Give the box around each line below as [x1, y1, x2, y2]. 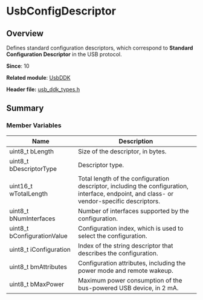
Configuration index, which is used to [78, 224, 184, 232]
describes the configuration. [78, 249, 158, 257]
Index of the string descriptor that [78, 241, 173, 250]
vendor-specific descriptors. [78, 197, 161, 205]
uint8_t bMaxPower [9, 279, 65, 288]
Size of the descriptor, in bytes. [78, 147, 167, 155]
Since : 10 [6, 62, 30, 69]
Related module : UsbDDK [6, 74, 71, 81]
